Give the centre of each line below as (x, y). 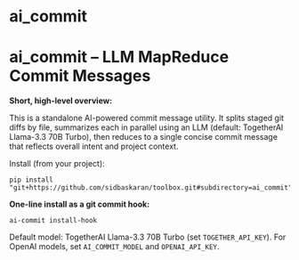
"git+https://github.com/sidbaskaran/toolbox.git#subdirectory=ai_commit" (151, 188)
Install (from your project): (57, 164)
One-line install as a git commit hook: (80, 204)
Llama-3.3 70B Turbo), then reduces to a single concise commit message (144, 137)
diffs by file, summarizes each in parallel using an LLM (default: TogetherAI (146, 127)
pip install (31, 180)
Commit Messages (80, 76)
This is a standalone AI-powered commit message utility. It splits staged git (147, 118)
